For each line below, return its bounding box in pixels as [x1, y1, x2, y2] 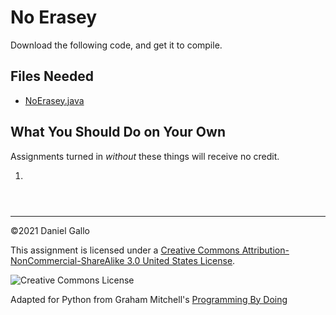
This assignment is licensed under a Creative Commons [10, 244, 240, 256]
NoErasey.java [24, 94, 85, 106]
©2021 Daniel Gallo [10, 224, 90, 236]
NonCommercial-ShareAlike [10, 254, 125, 266]
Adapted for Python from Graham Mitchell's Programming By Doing [10, 293, 288, 305]
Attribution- [241, 244, 290, 256]
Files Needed [10, 68, 94, 85]
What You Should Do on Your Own [10, 124, 226, 141]
